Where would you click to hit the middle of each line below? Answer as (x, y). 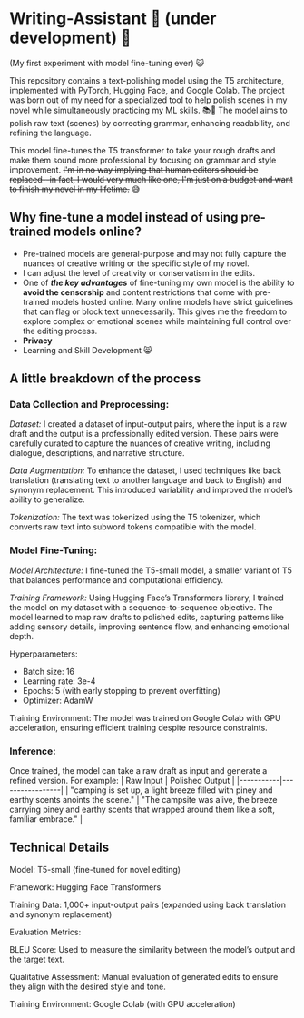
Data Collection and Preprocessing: (89, 405)
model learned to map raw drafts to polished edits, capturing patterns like (147, 617)
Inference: (33, 751)
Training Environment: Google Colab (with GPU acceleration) (123, 1003)
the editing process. (60, 331)
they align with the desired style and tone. (88, 986)
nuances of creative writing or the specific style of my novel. (136, 263)
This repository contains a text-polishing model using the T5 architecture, (147, 80)
